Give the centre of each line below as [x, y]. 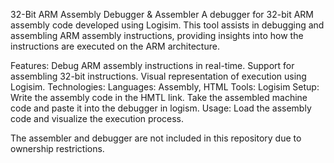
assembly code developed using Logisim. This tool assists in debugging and [167, 25]
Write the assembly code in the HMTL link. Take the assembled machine [159, 97]
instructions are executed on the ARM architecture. [115, 46]
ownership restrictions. [57, 148]
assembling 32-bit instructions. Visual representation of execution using [158, 76]
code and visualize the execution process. [97, 118]
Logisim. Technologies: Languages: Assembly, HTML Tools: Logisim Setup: [165, 87]
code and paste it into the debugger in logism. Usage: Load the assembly [161, 108]
